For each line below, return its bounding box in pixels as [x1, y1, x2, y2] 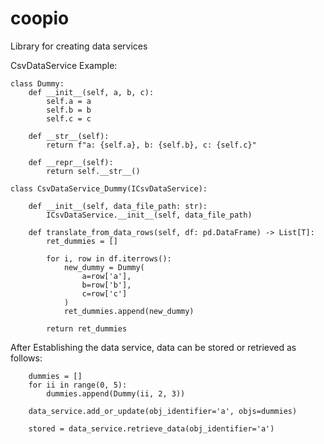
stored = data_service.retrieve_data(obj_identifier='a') [28, 423, 275, 434]
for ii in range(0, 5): [28, 380, 128, 390]
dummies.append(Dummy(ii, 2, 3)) [46, 388, 186, 399]
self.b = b [46, 105, 92, 115]
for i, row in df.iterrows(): [46, 253, 172, 264]
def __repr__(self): [28, 157, 114, 167]
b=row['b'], [81, 280, 132, 290]
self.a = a [46, 96, 92, 106]
